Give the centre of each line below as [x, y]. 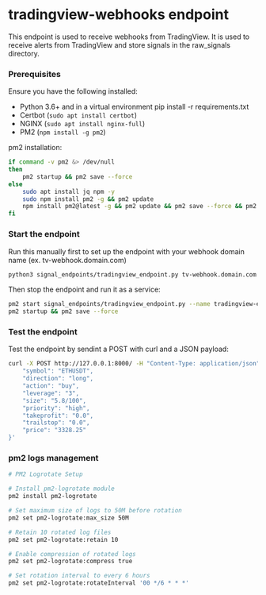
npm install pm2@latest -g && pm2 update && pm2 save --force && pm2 [140, 207]
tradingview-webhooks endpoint [119, 15]
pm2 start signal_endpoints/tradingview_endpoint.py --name [110, 304]
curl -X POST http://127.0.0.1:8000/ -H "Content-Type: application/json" [134, 364]
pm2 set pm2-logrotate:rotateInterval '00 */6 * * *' [99, 583]
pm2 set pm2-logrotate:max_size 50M [68, 518]
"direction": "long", [58, 379]
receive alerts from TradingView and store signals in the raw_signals [120, 44]
